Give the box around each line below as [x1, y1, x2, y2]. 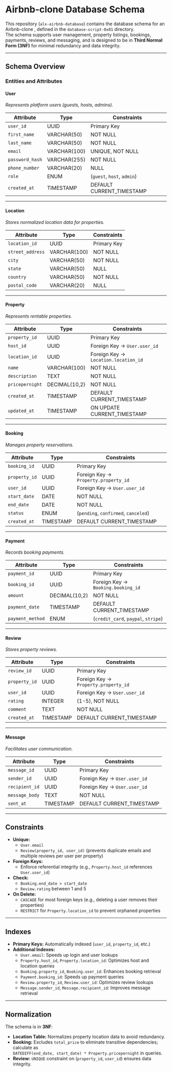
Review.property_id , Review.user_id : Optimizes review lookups [20, 979, 154, 986]
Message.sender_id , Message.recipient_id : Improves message [20, 985, 151, 991]
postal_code [8, 282, 37, 288]
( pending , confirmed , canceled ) [76, 509, 149, 517]
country [8, 274, 27, 280]
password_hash [8, 157, 42, 163]
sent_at [8, 800, 27, 806]
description [8, 373, 37, 379]
